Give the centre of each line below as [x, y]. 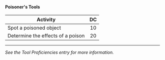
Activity [46, 20]
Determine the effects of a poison [46, 36]
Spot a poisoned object [34, 28]
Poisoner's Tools [23, 7]
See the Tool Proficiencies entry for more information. [59, 52]
